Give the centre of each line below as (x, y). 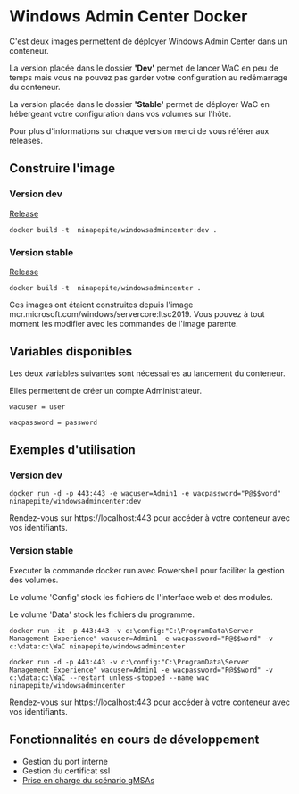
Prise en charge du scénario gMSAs (88, 780)
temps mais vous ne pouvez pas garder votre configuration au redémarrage (149, 77)
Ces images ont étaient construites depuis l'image (101, 305)
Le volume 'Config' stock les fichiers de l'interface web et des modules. (141, 597)
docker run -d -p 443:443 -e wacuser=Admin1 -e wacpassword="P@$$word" (145, 494)
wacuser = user (37, 407)
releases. (26, 140)
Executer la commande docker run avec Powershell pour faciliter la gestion (147, 570)
